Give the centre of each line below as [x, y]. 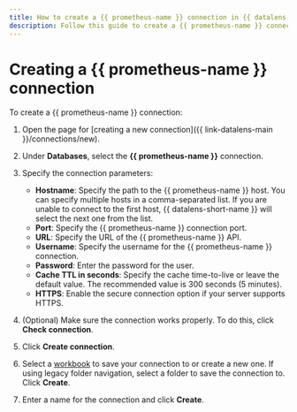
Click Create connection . [68, 347]
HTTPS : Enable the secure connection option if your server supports [160, 294]
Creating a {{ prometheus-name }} [138, 69]
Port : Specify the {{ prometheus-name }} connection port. [141, 228]
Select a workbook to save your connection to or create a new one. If [148, 364]
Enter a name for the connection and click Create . [113, 400]
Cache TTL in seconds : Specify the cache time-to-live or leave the [157, 275]
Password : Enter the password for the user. [114, 265]
